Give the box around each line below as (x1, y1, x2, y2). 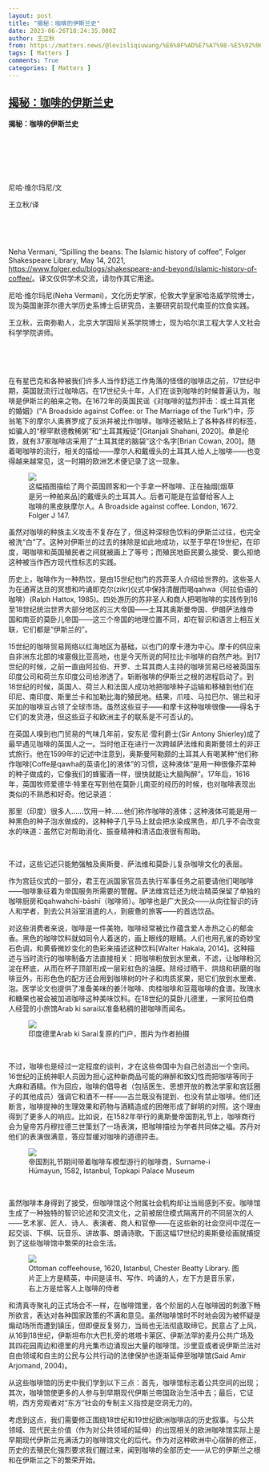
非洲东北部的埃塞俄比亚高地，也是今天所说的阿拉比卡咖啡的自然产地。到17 (14, 652, 261, 661)
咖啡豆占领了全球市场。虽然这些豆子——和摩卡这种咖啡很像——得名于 (29, 701, 261, 711)
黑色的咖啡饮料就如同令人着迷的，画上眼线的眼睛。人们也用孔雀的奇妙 (22, 933, 254, 942)
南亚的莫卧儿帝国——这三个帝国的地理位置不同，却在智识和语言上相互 (22, 614, 254, 624)
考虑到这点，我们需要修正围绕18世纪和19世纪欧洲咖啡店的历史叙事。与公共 (8, 1415, 255, 1425)
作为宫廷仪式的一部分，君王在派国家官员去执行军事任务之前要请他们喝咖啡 (8, 876, 254, 885)
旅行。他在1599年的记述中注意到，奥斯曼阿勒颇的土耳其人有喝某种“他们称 (14, 749, 259, 758)
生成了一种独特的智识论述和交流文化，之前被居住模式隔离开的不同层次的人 (8, 1208, 254, 1217)
